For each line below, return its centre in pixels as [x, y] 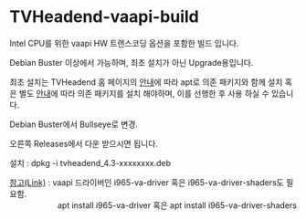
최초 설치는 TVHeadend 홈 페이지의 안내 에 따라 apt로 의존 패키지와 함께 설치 [146, 82]
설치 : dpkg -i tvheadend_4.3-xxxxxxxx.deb [90, 162]
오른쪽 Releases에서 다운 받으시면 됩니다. [84, 143]
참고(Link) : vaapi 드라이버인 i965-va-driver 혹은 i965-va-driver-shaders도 [147, 182]
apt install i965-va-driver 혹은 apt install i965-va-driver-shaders [177, 205]
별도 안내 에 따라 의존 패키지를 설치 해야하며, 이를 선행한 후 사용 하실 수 [144, 93]
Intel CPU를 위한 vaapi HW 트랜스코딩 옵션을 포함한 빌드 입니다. [124, 43]
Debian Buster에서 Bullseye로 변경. [74, 124]
